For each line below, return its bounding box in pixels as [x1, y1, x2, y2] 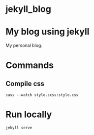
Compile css [5, 79, 45, 88]
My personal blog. [5, 43, 42, 48]
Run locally [5, 109, 52, 120]
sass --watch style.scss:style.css [5, 92, 79, 97]
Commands [5, 60, 54, 71]
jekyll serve [5, 125, 32, 131]
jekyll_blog [5, 3, 51, 15]
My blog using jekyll [5, 26, 90, 38]
